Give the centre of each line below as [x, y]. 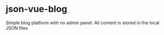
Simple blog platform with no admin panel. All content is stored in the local [83, 23]
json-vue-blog [36, 9]
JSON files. [17, 28]
